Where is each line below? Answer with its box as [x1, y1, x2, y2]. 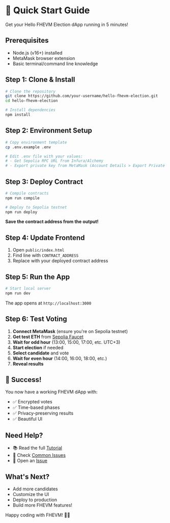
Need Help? [5, 431, 43, 439]
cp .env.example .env [5, 145, 51, 150]
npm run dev [5, 290, 31, 296]
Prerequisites [5, 36, 49, 45]
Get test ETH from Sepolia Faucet [12, 334, 84, 340]
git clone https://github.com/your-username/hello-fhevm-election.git [5, 94, 158, 99]
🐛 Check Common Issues [12, 452, 66, 458]
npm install [5, 112, 31, 118]
